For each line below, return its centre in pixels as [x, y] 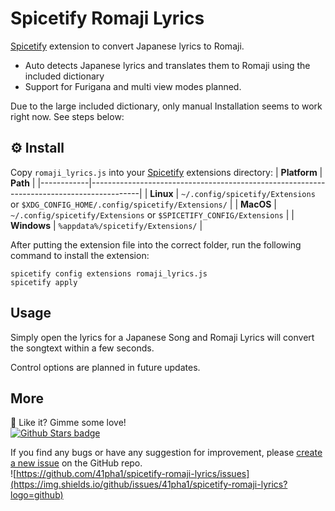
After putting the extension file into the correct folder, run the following [156, 244]
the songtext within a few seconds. [82, 348]
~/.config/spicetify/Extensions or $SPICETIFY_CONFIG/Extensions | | [152, 214]
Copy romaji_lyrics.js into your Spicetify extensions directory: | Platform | [166, 172]
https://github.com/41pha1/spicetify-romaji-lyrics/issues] [133, 474]
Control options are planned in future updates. [105, 367]
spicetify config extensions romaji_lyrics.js [109, 273]
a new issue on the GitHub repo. [76, 463]
